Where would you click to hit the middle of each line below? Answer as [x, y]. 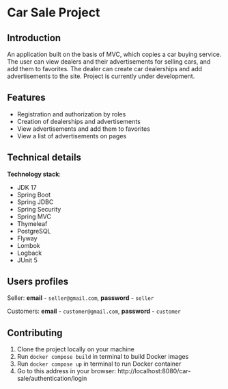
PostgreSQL [34, 231]
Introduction [34, 38]
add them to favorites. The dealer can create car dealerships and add [105, 69]
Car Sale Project [54, 13]
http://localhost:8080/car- [154, 371]
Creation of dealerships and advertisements [79, 121]
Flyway [27, 238]
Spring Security [39, 209]
